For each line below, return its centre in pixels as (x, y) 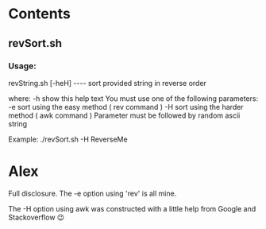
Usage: (23, 66)
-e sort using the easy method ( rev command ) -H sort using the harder (126, 107)
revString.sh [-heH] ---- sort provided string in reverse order (107, 83)
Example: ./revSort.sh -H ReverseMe (68, 139)
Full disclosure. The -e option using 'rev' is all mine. (93, 193)
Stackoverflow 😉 (37, 217)
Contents (40, 14)
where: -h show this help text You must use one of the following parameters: (133, 98)
